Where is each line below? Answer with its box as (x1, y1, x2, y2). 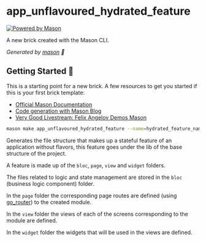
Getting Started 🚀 (6, 66, 74, 77)
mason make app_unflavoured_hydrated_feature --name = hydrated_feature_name (6, 126, 204, 132)
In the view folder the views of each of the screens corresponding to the (6, 210, 188, 217)
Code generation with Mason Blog (15, 107, 102, 115)
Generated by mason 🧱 (6, 48, 65, 56)
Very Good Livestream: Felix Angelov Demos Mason (15, 113, 147, 121)
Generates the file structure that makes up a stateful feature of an (6, 137, 172, 144)
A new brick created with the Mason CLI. (6, 36, 109, 43)
